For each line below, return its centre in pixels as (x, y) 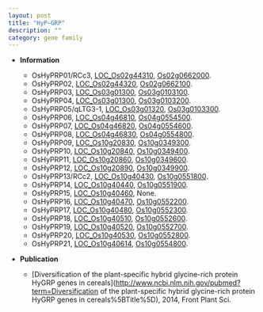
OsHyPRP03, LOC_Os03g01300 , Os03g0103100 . (111, 93)
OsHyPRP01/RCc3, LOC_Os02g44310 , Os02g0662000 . (121, 75)
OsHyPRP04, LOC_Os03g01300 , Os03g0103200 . (111, 101)
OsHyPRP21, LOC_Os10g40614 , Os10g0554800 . (110, 244)
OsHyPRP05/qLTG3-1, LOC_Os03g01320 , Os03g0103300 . (126, 109)
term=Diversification (65, 291)
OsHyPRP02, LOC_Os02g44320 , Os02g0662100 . (112, 84)
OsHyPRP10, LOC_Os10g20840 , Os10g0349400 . (111, 151)
